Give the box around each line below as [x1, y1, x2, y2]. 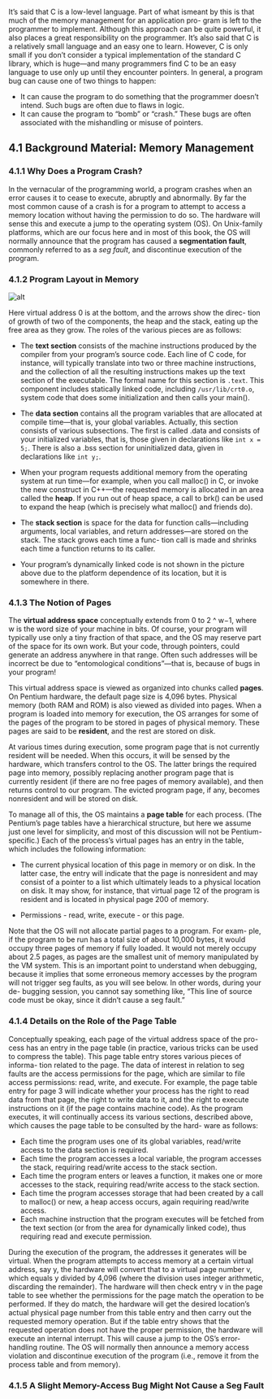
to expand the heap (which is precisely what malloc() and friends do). [19, 502, 253, 512]
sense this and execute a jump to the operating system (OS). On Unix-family [8, 219, 263, 229]
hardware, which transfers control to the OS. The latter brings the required [8, 760, 257, 769]
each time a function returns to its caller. [19, 543, 156, 553]
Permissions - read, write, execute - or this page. [19, 910, 185, 920]
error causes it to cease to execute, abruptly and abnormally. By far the [8, 193, 247, 203]
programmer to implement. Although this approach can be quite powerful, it [8, 24, 261, 33]
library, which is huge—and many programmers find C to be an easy [8, 59, 237, 68]
